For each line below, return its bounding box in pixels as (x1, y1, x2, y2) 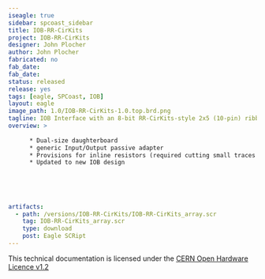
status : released (8, 77, 65, 85)
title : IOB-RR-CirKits (8, 26, 83, 34)
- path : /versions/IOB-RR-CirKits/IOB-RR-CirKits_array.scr (15, 210, 217, 218)
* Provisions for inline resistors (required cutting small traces (28, 151, 256, 159)
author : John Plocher (8, 48, 80, 56)
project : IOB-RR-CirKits (8, 33, 90, 42)
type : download (22, 224, 73, 233)
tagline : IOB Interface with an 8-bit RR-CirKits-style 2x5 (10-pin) (8, 115, 242, 123)
